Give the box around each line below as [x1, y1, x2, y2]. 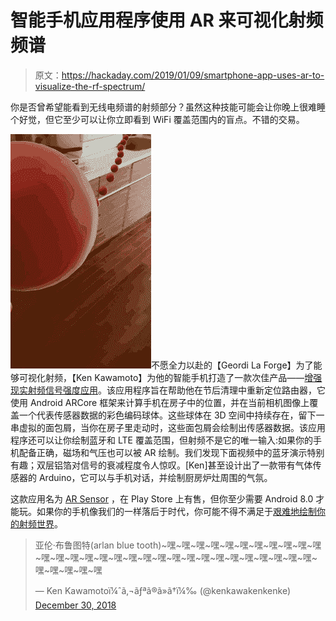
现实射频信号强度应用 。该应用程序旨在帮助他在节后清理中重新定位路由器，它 [10, 384, 326, 396]
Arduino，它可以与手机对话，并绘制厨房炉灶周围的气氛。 [38, 471, 273, 483]
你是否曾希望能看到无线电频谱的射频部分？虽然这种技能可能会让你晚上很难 [10, 101, 317, 113]
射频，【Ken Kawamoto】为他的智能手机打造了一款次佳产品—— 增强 [44, 371, 323, 383]
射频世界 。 [18, 517, 63, 530]
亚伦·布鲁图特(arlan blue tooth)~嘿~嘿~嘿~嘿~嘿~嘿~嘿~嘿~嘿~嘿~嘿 [34, 539, 322, 551]
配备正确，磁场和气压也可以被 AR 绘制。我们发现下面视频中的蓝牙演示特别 [18, 446, 325, 458]
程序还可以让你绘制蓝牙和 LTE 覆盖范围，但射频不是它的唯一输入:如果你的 [10, 434, 313, 446]
